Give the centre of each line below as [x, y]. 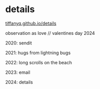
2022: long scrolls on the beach [39, 62]
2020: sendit [19, 43]
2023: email [18, 72]
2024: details [19, 82]
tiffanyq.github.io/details [31, 23]
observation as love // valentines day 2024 [50, 33]
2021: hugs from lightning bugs [38, 53]
